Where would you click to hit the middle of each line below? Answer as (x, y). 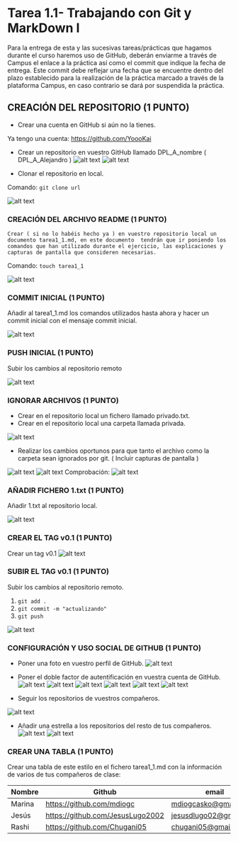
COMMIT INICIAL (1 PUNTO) (56, 298)
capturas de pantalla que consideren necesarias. (82, 253)
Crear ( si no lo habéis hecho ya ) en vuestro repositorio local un (112, 234)
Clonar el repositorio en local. (61, 173)
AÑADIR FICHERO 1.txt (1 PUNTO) (66, 490)
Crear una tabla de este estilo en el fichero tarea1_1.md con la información (115, 767)
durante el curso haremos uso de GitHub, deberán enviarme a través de (112, 55)
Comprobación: (87, 472)
